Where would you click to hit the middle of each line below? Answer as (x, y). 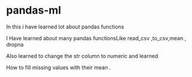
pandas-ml (34, 10)
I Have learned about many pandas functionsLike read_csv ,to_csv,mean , (96, 38)
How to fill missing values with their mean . (59, 67)
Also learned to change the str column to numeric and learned (82, 56)
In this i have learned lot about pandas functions (65, 27)
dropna (15, 44)
